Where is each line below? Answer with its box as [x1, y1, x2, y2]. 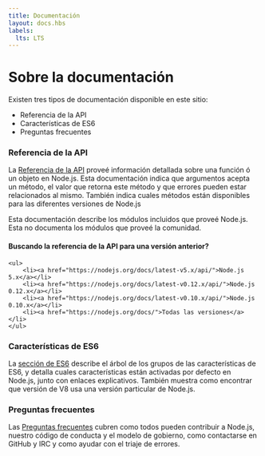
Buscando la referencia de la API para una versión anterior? [8, 241, 209, 252]
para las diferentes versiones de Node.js [8, 199, 141, 208]
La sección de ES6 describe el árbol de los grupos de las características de [8, 359, 257, 368]
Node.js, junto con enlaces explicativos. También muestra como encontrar [8, 375, 253, 385]
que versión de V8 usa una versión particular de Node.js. [8, 384, 196, 394]
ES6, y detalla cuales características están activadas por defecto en [8, 367, 231, 376]
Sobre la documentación [8, 69, 174, 86]
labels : [8, 26, 34, 34]
